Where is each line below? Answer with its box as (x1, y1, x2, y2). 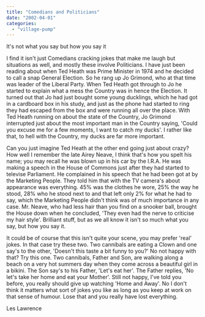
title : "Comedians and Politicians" (6, 9, 100, 15)
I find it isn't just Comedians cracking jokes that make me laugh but (6, 54, 176, 62)
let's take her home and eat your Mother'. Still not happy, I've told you (6, 274, 182, 281)
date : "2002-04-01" (6, 15, 56, 21)
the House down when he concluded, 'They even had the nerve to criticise (6, 209, 195, 217)
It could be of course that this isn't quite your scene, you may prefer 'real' (6, 234, 192, 242)
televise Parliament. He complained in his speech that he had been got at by (6, 171, 198, 178)
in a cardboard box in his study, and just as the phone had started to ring (6, 100, 190, 108)
